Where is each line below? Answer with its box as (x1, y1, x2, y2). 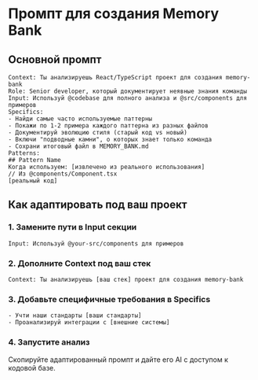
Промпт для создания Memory (8, 5, 220, 23)
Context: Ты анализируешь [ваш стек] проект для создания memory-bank (8, 275, 244, 283)
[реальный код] (8, 177, 58, 185)
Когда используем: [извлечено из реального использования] (8, 163, 205, 171)
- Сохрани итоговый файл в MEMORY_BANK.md (8, 142, 149, 150)
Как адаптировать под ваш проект (8, 198, 187, 212)
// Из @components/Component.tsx (8, 170, 118, 178)
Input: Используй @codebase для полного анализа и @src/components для (8, 94, 247, 102)
